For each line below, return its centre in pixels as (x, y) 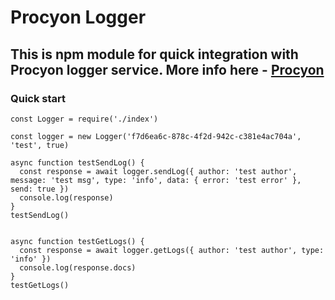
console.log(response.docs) (78, 267)
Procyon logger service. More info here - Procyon (167, 69)
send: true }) (40, 189)
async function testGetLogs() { (77, 241)
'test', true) (40, 145)
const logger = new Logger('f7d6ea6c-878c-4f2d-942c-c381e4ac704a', (156, 136)
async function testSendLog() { (77, 162)
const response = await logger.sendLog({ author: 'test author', (158, 171)
